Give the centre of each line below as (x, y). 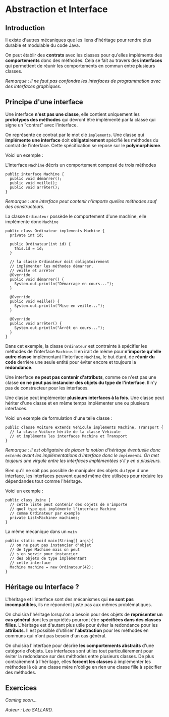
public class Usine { (28, 500)
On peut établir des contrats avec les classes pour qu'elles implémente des (84, 55)
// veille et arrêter (33, 271)
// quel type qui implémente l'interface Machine (63, 509)
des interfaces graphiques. (33, 86)
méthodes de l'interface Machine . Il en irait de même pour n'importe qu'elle (83, 351)
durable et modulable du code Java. (43, 45)
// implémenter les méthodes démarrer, (52, 266)
